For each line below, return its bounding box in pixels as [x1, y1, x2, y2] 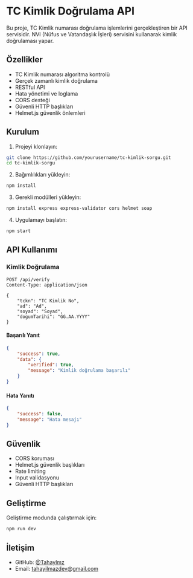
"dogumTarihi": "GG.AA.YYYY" [17, 313, 90, 320]
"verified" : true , [28, 362, 74, 368]
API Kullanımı [6, 245, 57, 255]
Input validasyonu [14, 474, 60, 481]
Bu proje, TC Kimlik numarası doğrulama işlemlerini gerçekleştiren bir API [6, 24, 188, 31]
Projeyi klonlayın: [14, 143, 57, 150]
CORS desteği [14, 96, 50, 103]
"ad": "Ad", [17, 303, 47, 309]
